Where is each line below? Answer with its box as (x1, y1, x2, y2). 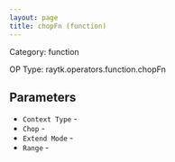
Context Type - (22, 113, 78, 124)
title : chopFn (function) (9, 22, 106, 31)
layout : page (9, 13, 59, 22)
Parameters (9, 89, 77, 104)
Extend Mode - (22, 132, 74, 144)
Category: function (9, 46, 79, 57)
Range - (22, 142, 50, 153)
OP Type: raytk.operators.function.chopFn (9, 64, 167, 75)
